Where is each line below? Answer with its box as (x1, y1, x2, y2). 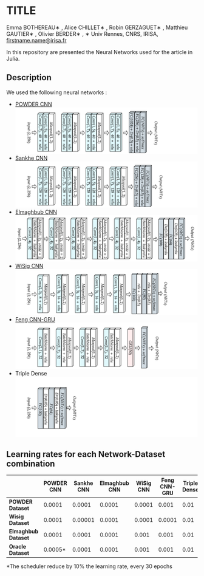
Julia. (6, 55, 20, 62)
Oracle (8, 543, 26, 550)
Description (6, 72, 52, 83)
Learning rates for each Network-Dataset (6, 449, 166, 459)
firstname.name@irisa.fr (6, 36, 67, 44)
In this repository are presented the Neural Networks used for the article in (6, 48, 193, 55)
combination (6, 458, 55, 468)
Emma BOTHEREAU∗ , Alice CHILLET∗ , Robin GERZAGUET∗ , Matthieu (6, 24, 188, 31)
